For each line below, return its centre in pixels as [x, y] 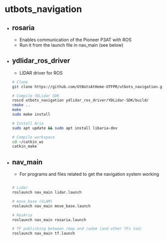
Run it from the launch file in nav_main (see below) [71, 45]
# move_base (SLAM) [32, 201]
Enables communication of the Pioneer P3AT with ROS [75, 40]
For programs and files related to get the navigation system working [89, 174]
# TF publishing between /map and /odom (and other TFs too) [77, 229]
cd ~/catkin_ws [28, 142]
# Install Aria [28, 123]
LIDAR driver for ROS [41, 73]
